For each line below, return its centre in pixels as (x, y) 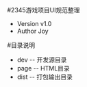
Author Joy (33, 31)
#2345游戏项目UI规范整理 (43, 10)
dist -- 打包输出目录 (45, 77)
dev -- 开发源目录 (42, 60)
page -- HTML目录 (43, 68)
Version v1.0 (34, 24)
